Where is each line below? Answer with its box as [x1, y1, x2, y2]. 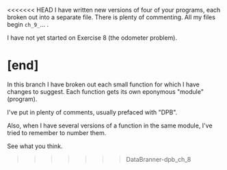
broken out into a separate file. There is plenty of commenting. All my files [7, 13, 215, 21]
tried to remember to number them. [7, 128, 107, 136]
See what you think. [7, 142, 63, 150]
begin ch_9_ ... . [7, 21, 49, 28]
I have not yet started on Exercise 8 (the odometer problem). [7, 34, 178, 42]
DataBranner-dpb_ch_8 [126, 155, 191, 163]
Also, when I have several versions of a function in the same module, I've [7, 121, 213, 130]
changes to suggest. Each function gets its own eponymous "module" [7, 87, 204, 95]
